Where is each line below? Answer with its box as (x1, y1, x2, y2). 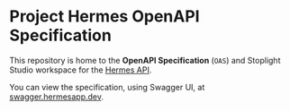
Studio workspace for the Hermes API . (9, 64, 152, 75)
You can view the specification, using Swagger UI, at (9, 81, 205, 92)
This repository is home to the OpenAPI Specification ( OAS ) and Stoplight (9, 55, 281, 65)
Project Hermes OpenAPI (9, 6, 200, 27)
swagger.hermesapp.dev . (9, 91, 104, 102)
